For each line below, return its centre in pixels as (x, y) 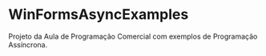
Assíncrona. (28, 44)
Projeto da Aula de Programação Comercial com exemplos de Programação (133, 36)
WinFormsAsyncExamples (99, 15)
